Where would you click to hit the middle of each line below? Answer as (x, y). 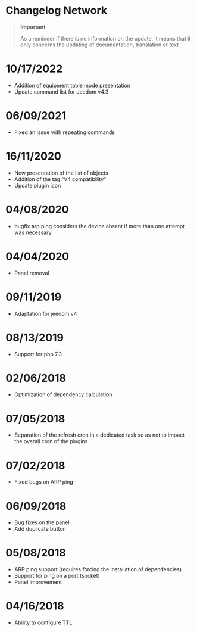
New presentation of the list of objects (61, 173)
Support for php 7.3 (38, 354)
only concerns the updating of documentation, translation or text (99, 45)
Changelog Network (57, 10)
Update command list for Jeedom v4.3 (61, 91)
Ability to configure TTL (43, 622)
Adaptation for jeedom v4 (46, 313)
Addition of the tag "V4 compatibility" (60, 179)
